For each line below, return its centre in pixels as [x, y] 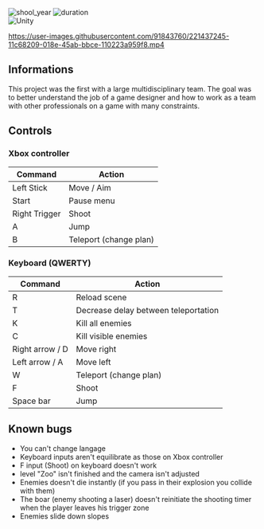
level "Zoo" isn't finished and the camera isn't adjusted [110, 473]
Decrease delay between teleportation [148, 310]
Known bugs [41, 429]
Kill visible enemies [112, 336]
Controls [30, 131]
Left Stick [30, 187]
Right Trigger [37, 214]
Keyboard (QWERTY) [50, 263]
